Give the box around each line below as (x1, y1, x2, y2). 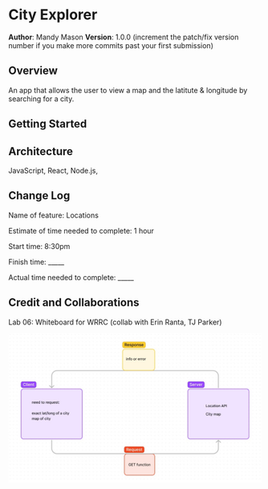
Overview (8, 64, 59, 78)
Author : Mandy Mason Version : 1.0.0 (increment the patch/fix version (8, 32, 239, 42)
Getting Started (8, 117, 87, 131)
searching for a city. (8, 94, 75, 104)
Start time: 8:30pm (8, 241, 71, 251)
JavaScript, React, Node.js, (8, 165, 99, 175)
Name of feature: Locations (8, 210, 99, 220)
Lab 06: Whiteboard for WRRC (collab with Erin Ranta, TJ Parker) (8, 317, 222, 327)
